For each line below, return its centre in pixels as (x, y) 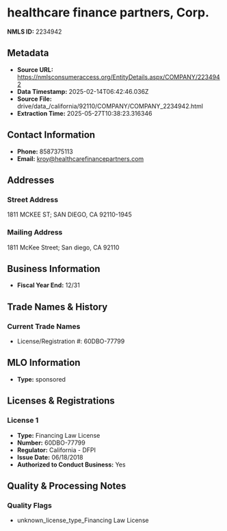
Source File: (35, 99)
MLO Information (44, 363)
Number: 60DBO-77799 (51, 443)
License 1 (23, 421)
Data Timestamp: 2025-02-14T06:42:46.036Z (83, 91)
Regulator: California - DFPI (56, 449)
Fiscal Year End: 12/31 (48, 285)
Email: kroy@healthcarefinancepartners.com (80, 158)
